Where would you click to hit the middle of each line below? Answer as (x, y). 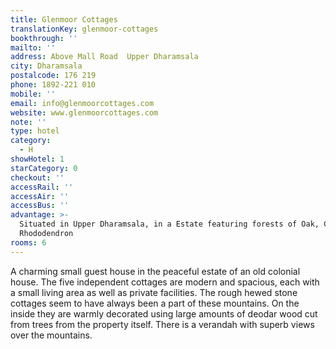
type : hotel (35, 131)
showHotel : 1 (37, 159)
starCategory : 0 (44, 168)
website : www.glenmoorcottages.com (84, 112)
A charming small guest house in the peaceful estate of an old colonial (155, 271)
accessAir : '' (40, 196)
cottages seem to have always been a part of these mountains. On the (155, 303)
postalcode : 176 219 (53, 76)
